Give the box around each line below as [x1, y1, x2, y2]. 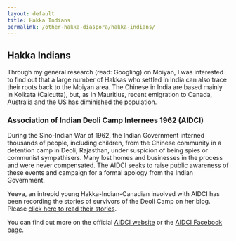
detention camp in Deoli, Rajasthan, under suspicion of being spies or [7, 146, 209, 155]
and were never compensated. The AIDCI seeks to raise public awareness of [7, 161, 229, 169]
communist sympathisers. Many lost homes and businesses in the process [7, 154, 223, 162]
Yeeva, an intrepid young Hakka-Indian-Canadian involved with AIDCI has [7, 190, 220, 198]
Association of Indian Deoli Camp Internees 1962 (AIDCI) [7, 115, 204, 125]
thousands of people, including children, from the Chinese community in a [7, 138, 222, 148]
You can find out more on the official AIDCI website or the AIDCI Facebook [7, 219, 223, 227]
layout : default [7, 10, 55, 18]
